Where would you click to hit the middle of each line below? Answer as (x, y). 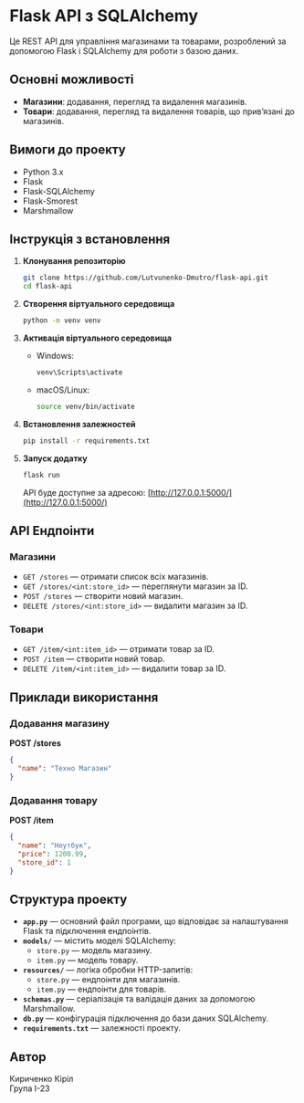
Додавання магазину (59, 723)
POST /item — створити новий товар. (94, 659)
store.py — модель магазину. (94, 951)
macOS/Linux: (63, 390)
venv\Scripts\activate (79, 373)
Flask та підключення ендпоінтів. (87, 931)
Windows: (55, 356)
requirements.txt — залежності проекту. (101, 1028)
